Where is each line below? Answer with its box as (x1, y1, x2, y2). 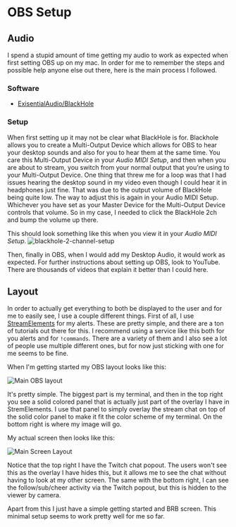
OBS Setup (7, 4, 72, 20)
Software (7, 83, 40, 93)
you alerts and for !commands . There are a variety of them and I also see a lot (7, 334, 228, 342)
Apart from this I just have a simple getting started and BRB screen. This (7, 504, 217, 513)
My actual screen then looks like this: (7, 434, 115, 442)
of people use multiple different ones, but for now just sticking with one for (7, 342, 224, 350)
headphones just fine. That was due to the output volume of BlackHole (7, 185, 213, 194)
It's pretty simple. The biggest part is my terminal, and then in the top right (7, 390, 223, 399)
